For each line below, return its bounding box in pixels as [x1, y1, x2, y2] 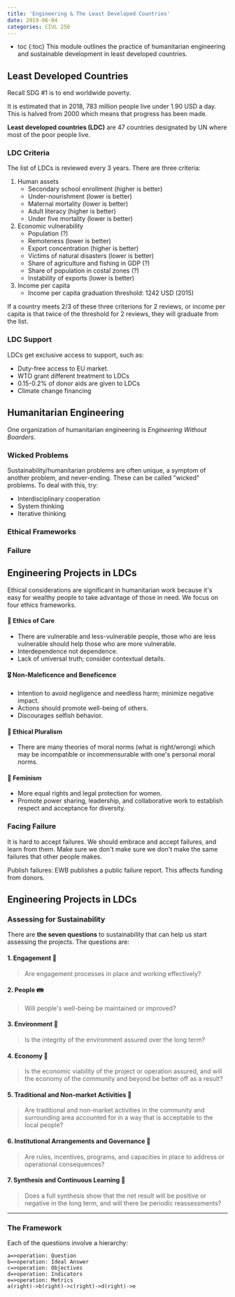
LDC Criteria [7, 148, 50, 158]
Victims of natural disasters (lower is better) [27, 252, 155, 260]
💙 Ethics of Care [7, 617, 55, 625]
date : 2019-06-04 [7, 17, 58, 24]
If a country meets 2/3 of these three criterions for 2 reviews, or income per [7, 302, 226, 311]
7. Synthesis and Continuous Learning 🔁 [7, 1176, 126, 1184]
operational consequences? [24, 1160, 105, 1168]
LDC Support [7, 335, 52, 345]
